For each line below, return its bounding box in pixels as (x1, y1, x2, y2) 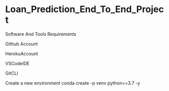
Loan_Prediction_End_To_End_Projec (5, 4, 164, 15)
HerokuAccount (5, 51, 38, 57)
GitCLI (5, 70, 19, 76)
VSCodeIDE (5, 60, 30, 66)
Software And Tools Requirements (5, 31, 77, 37)
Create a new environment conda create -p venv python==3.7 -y (5, 80, 140, 86)
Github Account (5, 40, 38, 47)
